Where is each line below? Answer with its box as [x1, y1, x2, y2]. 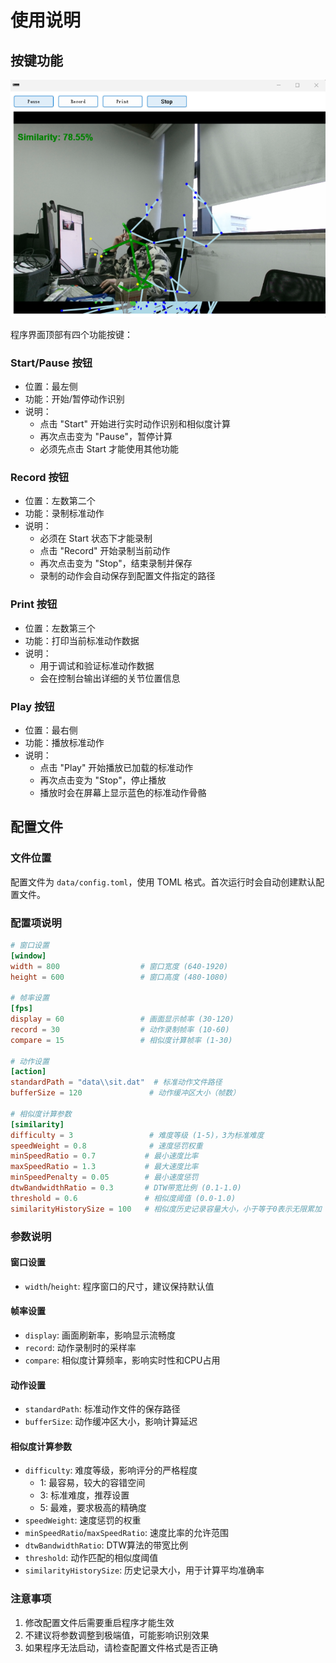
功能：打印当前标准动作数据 [24, 634, 140, 646]
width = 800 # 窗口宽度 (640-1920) [10, 961, 229, 971]
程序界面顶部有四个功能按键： [10, 328, 133, 340]
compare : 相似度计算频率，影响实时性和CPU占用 [24, 1354, 221, 1366]
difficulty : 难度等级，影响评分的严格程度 [24, 1464, 198, 1476]
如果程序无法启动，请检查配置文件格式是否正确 [24, 1641, 218, 1653]
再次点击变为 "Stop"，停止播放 [39, 774, 167, 786]
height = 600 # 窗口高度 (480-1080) [10, 972, 229, 982]
